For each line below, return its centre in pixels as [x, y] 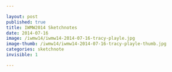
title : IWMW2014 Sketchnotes [42, 28]
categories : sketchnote [35, 49]
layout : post [22, 16]
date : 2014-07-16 [27, 33]
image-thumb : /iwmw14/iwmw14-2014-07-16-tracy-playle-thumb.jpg [86, 44]
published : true [26, 22]
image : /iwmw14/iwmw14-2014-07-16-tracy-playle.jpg [70, 39]
